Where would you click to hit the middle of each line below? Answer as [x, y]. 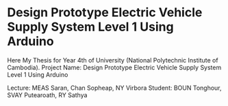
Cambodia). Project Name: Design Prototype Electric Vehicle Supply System [114, 67]
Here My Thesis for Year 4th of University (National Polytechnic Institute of [113, 60]
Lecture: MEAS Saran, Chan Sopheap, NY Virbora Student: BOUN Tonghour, [114, 88]
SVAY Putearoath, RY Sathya [47, 95]
